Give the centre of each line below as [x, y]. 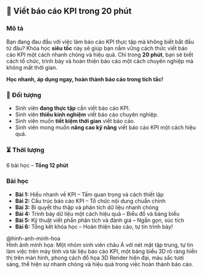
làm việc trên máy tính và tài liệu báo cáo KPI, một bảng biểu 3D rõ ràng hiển [102, 251]
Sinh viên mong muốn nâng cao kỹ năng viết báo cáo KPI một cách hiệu [105, 127]
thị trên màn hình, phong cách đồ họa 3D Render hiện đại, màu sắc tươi [95, 258]
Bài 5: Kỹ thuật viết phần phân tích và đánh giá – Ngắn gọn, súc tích [100, 220]
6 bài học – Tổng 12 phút [37, 165]
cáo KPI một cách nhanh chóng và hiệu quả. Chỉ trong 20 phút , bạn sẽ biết [100, 55]
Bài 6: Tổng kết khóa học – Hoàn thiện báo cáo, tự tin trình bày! [94, 226]
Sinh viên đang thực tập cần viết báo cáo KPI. [72, 108]
